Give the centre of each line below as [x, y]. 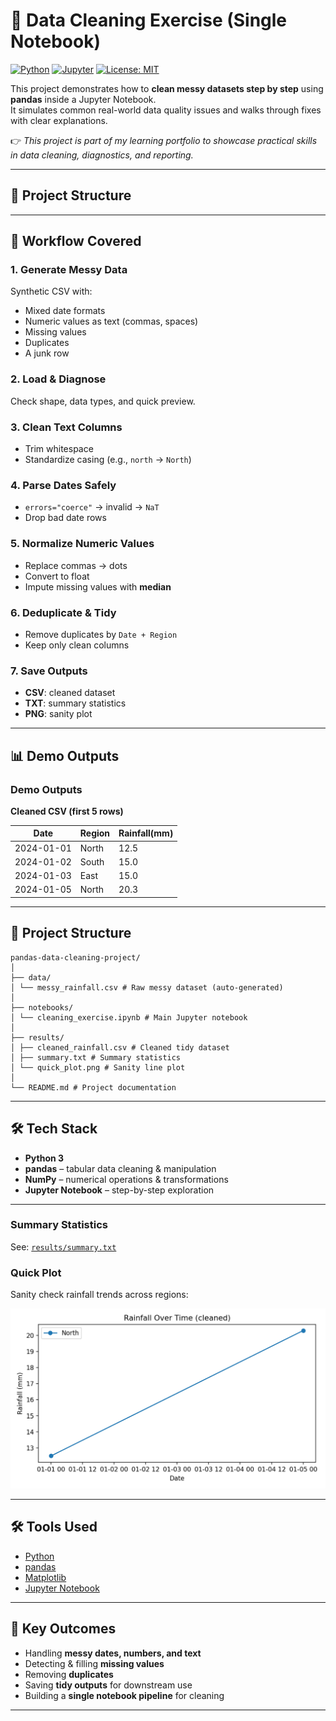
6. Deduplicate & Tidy [63, 612]
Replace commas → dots [76, 565]
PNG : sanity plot [58, 714]
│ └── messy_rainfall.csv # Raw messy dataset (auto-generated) [147, 987]
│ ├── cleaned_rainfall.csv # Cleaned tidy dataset [120, 1047]
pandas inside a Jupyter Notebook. [83, 99]
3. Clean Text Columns [66, 427]
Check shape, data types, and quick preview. [103, 401]
